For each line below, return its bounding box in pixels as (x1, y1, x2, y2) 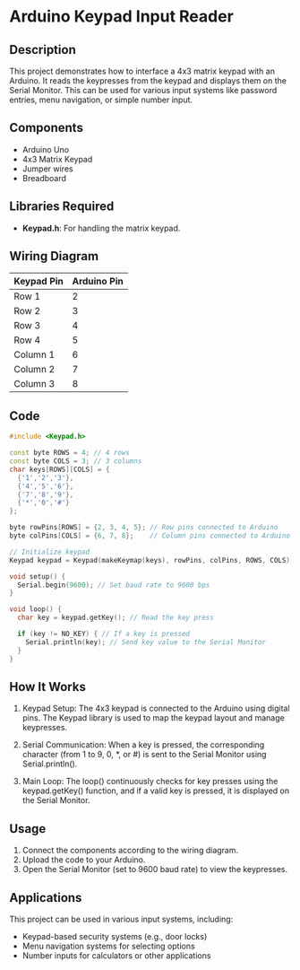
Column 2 (13, 363, 56, 376)
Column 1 (13, 348, 56, 361)
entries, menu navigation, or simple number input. (9, 94, 193, 105)
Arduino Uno (21, 144, 70, 154)
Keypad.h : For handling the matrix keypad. (21, 223, 181, 233)
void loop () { (9, 605, 63, 614)
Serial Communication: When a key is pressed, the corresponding (21, 739, 265, 750)
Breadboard (21, 172, 67, 183)
